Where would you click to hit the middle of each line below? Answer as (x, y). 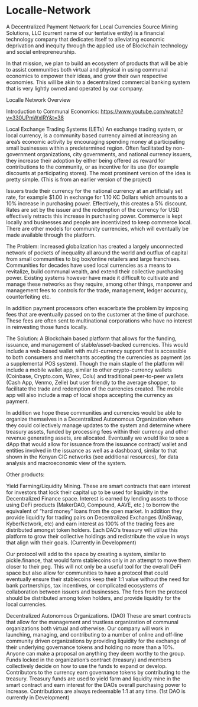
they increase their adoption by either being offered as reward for (86, 160)
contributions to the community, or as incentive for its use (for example (92, 167)
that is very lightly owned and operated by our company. (75, 88)
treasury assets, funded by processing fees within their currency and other (98, 431)
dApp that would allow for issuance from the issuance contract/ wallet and (97, 444)
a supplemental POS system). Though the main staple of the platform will (95, 363)
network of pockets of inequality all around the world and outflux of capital (97, 253)
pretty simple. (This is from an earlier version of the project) (79, 179)
